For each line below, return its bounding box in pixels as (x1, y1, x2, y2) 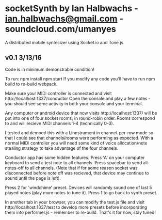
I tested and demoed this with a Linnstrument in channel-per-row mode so (5, 129, 154, 136)
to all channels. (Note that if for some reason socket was (25, 165, 138, 171)
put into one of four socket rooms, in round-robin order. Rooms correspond (5, 115, 155, 121)
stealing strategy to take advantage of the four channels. (5, 145, 118, 151)
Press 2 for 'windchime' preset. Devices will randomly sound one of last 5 (5, 185, 152, 190)
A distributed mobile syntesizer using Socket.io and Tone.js (5, 39, 124, 45)
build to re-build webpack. (5, 81, 58, 87)
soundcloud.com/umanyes (5, 24, 116, 34)
